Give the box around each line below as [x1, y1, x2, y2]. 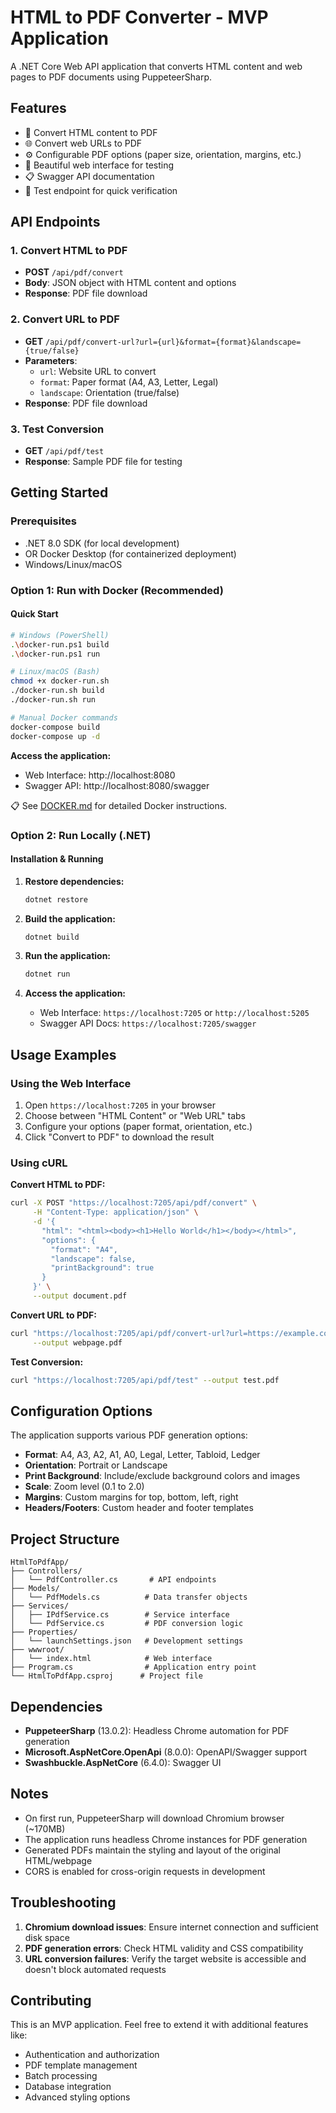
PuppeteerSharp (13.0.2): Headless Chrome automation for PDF [24, 1725, 290, 1737]
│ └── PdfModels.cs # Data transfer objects [10, 1592, 248, 1603]
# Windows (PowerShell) [10, 630, 110, 640]
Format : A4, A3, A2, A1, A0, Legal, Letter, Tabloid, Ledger [24, 1449, 261, 1461]
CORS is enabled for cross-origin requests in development [24, 1865, 266, 1877]
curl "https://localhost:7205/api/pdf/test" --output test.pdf [10, 1375, 280, 1385]
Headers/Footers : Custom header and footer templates [24, 1502, 254, 1514]
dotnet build [24, 932, 80, 942]
